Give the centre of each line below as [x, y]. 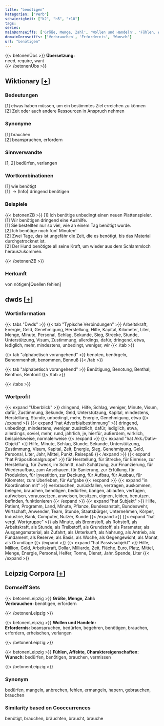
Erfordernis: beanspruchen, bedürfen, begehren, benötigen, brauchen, [77, 628]
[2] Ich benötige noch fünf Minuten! [41, 230]
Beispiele [16, 204]
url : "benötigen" [23, 42]
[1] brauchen [18, 134]
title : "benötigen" [25, 10]
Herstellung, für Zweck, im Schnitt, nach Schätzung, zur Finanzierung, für [79, 464]
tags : [10, 23]
